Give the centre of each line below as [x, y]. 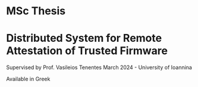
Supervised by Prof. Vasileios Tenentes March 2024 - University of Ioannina [99, 67]
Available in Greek [28, 79]
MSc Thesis [36, 11]
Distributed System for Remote [84, 38]
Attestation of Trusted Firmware [87, 51]
